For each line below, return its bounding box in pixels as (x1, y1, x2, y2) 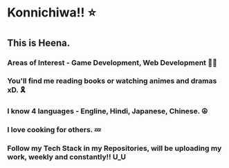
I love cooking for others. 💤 (7, 125, 102, 135)
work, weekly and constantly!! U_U (7, 152, 127, 162)
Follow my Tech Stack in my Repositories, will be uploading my (7, 144, 222, 153)
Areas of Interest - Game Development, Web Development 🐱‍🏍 (7, 57, 218, 67)
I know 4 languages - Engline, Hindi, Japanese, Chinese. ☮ (7, 106, 208, 116)
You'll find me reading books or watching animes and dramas (7, 76, 217, 86)
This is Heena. (7, 37, 71, 48)
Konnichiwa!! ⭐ (7, 5, 97, 21)
